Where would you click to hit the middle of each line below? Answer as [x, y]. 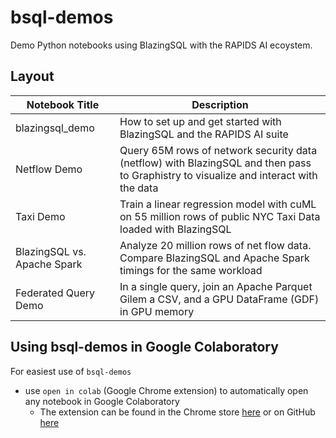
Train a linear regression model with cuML [218, 204]
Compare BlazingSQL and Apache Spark [214, 258]
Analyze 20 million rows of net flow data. [215, 245]
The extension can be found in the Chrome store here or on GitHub [177, 412]
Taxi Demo [40, 216]
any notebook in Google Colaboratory [102, 401]
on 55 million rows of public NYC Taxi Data [220, 216]
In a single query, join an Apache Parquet [216, 286]
